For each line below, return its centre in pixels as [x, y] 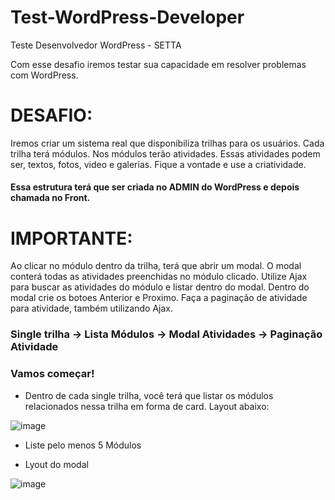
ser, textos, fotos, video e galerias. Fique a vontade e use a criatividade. [158, 164]
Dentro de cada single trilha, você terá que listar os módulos [149, 395]
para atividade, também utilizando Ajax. [91, 308]
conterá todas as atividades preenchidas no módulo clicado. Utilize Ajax [159, 277]
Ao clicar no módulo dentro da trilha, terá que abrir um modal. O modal [156, 266]
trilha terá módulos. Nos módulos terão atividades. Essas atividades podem [165, 153]
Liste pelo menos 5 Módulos [83, 445]
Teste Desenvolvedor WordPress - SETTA [96, 45]
